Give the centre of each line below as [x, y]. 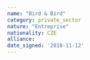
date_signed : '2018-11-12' [46, 46]
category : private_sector [44, 20]
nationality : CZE [32, 33]
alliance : [21, 39]
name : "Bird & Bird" [37, 13]
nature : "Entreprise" [38, 26]
